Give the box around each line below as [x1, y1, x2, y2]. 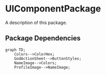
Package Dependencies [5, 34, 81, 42]
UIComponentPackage [5, 3, 101, 14]
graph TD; [5, 47, 26, 52]
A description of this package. [5, 19, 67, 25]
